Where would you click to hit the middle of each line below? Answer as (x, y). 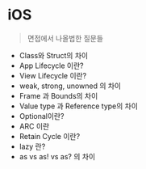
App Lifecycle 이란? (51, 65)
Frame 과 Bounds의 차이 (58, 95)
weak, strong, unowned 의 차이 (70, 86)
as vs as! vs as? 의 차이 (57, 156)
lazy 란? (32, 146)
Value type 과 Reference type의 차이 (79, 106)
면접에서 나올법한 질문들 (65, 38)
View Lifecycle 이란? (53, 75)
